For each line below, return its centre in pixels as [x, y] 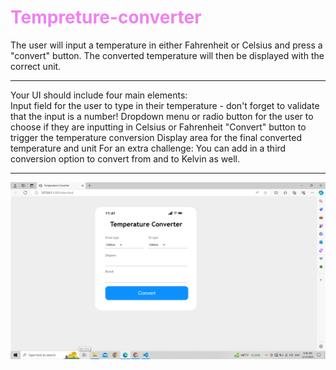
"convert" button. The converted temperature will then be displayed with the [167, 55]
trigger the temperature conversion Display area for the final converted [156, 137]
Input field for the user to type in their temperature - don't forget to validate [165, 105]
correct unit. [36, 66]
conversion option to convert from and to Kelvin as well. [125, 158]
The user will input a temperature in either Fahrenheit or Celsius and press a [166, 45]
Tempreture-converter [106, 17]
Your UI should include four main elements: [99, 95]
